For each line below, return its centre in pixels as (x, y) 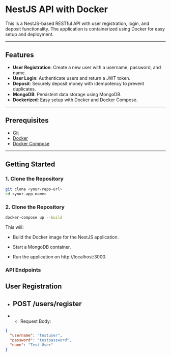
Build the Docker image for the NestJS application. (66, 237)
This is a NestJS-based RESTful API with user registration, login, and (77, 23)
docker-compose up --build (34, 218)
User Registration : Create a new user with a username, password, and (87, 67)
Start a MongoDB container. (42, 247)
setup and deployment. (30, 34)
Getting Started (30, 164)
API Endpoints (23, 270)
